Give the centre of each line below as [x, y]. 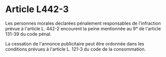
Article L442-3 [37, 9]
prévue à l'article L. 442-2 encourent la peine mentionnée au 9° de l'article [83, 28]
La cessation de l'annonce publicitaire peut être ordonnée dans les [75, 43]
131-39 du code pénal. [28, 34]
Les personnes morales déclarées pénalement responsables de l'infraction [83, 23]
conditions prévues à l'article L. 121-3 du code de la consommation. [75, 49]
